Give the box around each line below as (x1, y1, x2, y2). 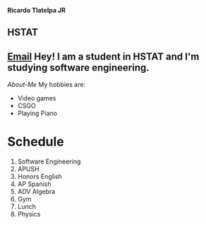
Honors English (17, 173, 62, 181)
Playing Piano (17, 109, 58, 117)
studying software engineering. (7, 62, 150, 74)
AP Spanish (17, 180, 51, 188)
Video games (17, 94, 56, 103)
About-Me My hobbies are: (7, 81, 86, 89)
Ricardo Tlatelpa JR (7, 6, 66, 14)
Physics (17, 210, 41, 219)
